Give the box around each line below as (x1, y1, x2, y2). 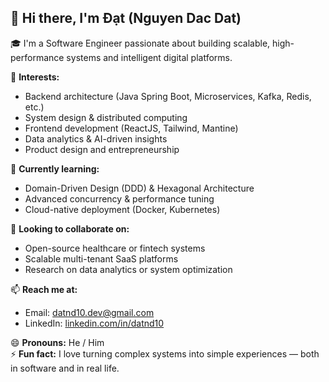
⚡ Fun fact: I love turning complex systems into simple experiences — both (10, 347, 320, 360)
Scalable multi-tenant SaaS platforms (24, 252, 179, 265)
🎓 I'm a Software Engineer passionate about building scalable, (10, 37, 271, 49)
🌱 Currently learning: (10, 162, 100, 175)
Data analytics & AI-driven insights (24, 132, 168, 145)
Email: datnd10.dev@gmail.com (24, 306, 155, 318)
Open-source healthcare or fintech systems (24, 242, 206, 254)
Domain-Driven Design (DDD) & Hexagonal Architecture (24, 182, 255, 194)
